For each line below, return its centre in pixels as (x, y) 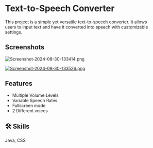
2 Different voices (30, 111)
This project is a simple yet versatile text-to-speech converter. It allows (76, 22)
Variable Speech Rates (35, 100)
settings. (14, 32)
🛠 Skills (17, 126)
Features (19, 83)
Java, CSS (15, 140)
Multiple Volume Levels (35, 95)
